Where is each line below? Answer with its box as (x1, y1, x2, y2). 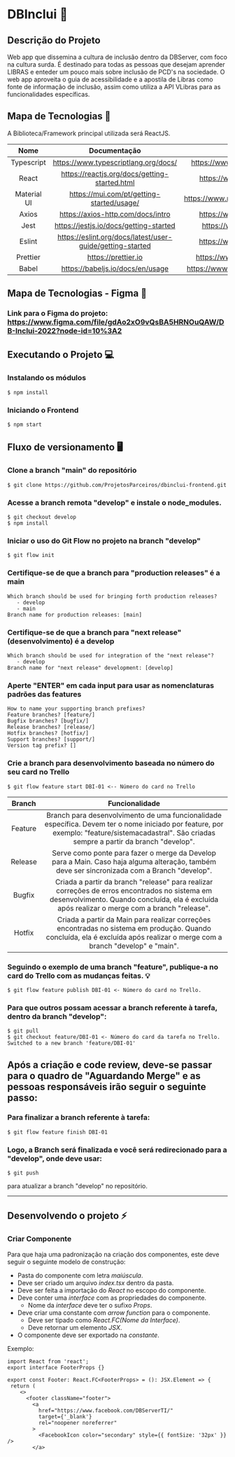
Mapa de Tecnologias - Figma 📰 (7, 288, 147, 300)
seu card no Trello (7, 767, 70, 777)
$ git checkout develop (7, 513, 77, 521)
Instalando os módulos (7, 373, 87, 383)
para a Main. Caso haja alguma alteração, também (52, 857, 217, 866)
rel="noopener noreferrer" (38, 1419, 117, 1426)
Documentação (88, 145, 141, 155)
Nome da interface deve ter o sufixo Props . (27, 1301, 152, 1309)
